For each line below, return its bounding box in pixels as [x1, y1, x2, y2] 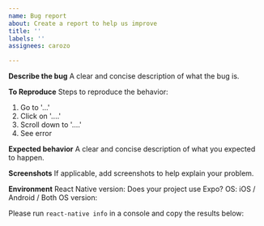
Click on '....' [19, 111, 62, 122]
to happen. [8, 153, 45, 163]
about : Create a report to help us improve [8, 19, 158, 28]
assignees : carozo [8, 42, 70, 50]
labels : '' [8, 34, 45, 43]
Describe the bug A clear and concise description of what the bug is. [8, 71, 240, 81]
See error [19, 129, 53, 139]
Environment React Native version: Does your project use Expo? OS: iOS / [8, 184, 256, 194]
